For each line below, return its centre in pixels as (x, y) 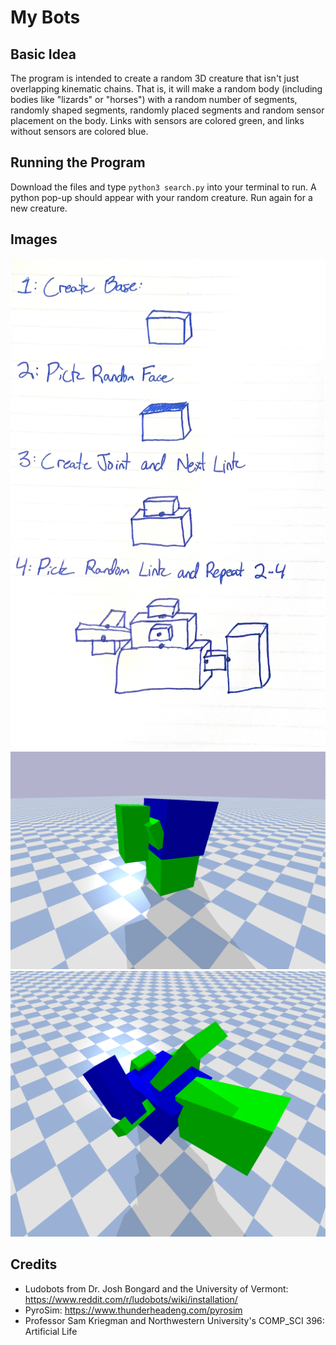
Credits (34, 1264)
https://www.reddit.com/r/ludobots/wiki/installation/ (131, 1299)
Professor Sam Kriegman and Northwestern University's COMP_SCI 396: (174, 1320)
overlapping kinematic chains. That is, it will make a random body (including (166, 89)
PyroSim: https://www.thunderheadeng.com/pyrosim (133, 1310)
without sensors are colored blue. (79, 131)
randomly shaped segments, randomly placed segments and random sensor (167, 110)
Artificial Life (51, 1331)
